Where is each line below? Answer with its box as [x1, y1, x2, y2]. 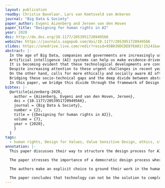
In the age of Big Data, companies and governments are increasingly [9, 53, 155, 58]
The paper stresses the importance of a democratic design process [9, 158, 151, 162]
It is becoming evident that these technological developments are [9, 62, 151, 67]
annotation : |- [5, 144, 36, 149]
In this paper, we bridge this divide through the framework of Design [9, 80, 160, 85]
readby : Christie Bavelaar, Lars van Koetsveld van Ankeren [5, 12, 131, 17]
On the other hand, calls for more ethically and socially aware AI [9, 71, 153, 76]
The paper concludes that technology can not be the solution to [9, 175, 146, 180]
